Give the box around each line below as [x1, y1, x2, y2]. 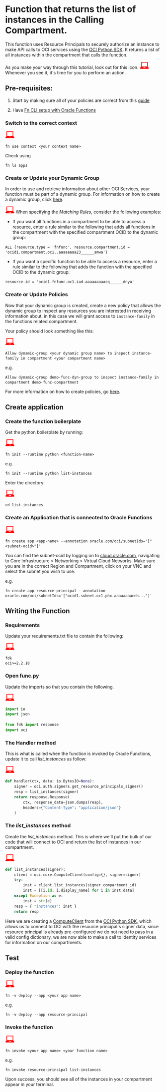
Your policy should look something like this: [5, 328, 94, 334]
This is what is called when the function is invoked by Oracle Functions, [5, 750, 152, 757]
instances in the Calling [5, 14, 104, 25]
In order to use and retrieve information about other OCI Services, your [5, 186, 150, 192]
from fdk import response [5, 723, 59, 728]
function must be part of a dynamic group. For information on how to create [5, 191, 160, 197]
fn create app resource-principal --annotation [5, 588, 106, 593]
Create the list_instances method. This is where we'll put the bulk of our [5, 833, 153, 839]
